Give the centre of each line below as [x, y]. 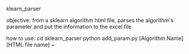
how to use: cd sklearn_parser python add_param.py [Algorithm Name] [95, 38]
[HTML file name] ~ [31, 45]
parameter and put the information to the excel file [69, 27]
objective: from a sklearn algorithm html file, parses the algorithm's [90, 20]
